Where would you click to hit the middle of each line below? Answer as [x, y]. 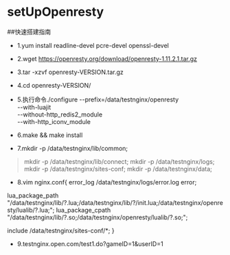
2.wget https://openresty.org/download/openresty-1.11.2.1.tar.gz [107, 58]
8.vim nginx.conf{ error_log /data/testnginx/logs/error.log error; [107, 182]
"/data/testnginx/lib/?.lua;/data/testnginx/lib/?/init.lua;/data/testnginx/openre [115, 202]
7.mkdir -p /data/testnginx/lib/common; [72, 148]
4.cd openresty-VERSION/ [54, 85]
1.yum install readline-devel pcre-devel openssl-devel [93, 45]
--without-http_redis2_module [60, 114]
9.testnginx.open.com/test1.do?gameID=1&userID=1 [90, 243]
